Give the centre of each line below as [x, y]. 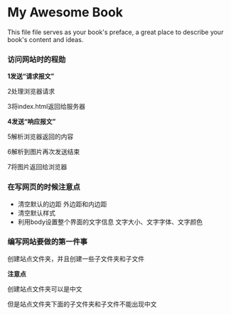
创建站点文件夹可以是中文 [45, 289]
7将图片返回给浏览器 [37, 167]
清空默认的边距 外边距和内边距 [62, 204]
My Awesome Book [65, 12]
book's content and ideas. [45, 39]
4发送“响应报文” [32, 122]
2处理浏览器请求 [31, 91]
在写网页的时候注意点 [44, 187]
